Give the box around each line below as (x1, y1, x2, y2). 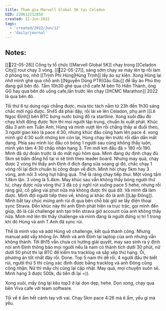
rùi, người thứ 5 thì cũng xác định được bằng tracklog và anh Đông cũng (5, 259, 152, 265)
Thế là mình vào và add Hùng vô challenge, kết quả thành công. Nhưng (5, 228, 151, 234)
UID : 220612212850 (5, 12, 43, 17)
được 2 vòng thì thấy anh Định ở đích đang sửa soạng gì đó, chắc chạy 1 (5, 160, 153, 166)
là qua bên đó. (5, 93, 35, 99)
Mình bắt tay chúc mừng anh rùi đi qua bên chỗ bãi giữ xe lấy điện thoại (5, 198, 152, 204)
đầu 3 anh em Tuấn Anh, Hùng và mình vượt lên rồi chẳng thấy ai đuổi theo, (5, 124, 159, 130)
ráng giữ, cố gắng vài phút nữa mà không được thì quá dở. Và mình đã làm (5, 187, 156, 193)
